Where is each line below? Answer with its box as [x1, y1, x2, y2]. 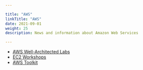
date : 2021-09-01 [5, 21, 42, 26]
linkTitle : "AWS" [5, 16, 42, 22]
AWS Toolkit [12, 59, 38, 65]
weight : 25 [5, 26, 28, 31]
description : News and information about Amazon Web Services [5, 31, 138, 36]
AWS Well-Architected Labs [12, 49, 70, 55]
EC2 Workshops [12, 54, 46, 60]
